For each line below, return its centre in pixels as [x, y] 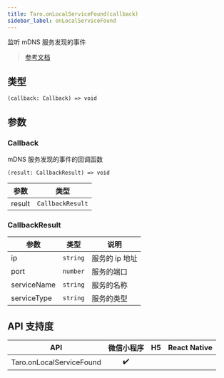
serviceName [33, 285]
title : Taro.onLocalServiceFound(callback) [73, 14]
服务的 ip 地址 [114, 259]
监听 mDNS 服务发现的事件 [47, 42]
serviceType [31, 298]
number [73, 271]
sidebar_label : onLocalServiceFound [62, 21]
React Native [190, 348]
